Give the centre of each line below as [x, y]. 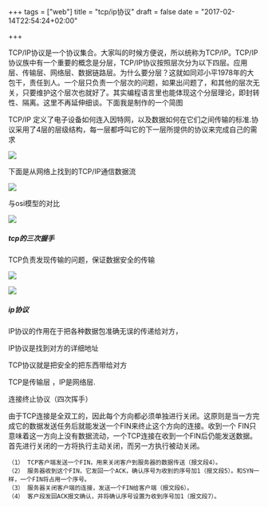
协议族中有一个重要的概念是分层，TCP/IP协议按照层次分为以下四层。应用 [128, 63]
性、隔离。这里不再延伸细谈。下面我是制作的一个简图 [96, 103]
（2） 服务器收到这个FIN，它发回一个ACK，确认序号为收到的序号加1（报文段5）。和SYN [131, 471]
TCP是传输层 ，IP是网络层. [52, 382]
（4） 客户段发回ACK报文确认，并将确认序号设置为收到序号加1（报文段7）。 [114, 496]
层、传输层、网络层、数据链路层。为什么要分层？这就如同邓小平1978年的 [128, 73]
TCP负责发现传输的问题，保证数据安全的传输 [82, 259]
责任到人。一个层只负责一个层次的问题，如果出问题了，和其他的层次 [141, 83]
